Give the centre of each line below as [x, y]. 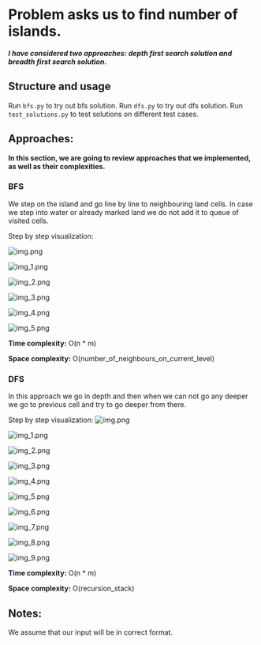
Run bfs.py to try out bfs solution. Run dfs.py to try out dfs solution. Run [125, 105]
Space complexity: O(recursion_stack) [71, 588]
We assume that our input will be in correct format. [91, 632]
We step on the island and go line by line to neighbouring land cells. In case [131, 204]
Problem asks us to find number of [123, 15]
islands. [35, 31]
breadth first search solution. [58, 62]
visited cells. [28, 221]
